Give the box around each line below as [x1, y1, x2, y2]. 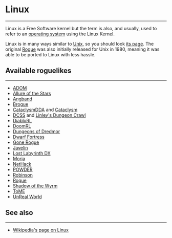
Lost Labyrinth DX [12, 150, 51, 156]
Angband [12, 96, 32, 102]
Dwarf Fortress [12, 134, 45, 140]
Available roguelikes [5, 67, 72, 75]
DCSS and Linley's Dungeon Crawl [12, 112, 86, 118]
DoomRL [12, 123, 31, 129]
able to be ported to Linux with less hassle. [5, 51, 96, 57]
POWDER [12, 166, 33, 172]
